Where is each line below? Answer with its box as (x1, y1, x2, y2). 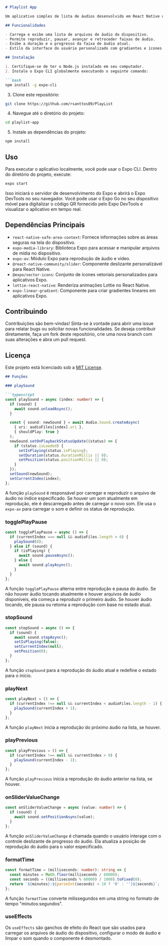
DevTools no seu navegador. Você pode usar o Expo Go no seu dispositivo (5, 195, 158, 201)
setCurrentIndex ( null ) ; (14, 644, 64, 649)
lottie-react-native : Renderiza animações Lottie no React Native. (12, 282, 150, 288)
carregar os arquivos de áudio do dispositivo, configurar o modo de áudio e (5, 929, 161, 936)
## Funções (5, 374, 28, 379)
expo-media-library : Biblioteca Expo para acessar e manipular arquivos (12, 245, 160, 251)
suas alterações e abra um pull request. (5, 336, 86, 342)
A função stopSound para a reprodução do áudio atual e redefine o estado (5, 667, 156, 673)
